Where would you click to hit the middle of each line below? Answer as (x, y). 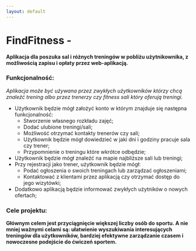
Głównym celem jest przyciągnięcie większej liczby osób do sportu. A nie (97, 224)
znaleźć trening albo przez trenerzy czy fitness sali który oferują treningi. (94, 97)
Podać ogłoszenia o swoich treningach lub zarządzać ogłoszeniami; (105, 170)
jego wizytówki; (42, 183)
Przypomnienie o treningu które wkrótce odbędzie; (85, 152)
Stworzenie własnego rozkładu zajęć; (68, 121)
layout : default (26, 11)
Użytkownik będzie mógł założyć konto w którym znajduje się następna (101, 108)
